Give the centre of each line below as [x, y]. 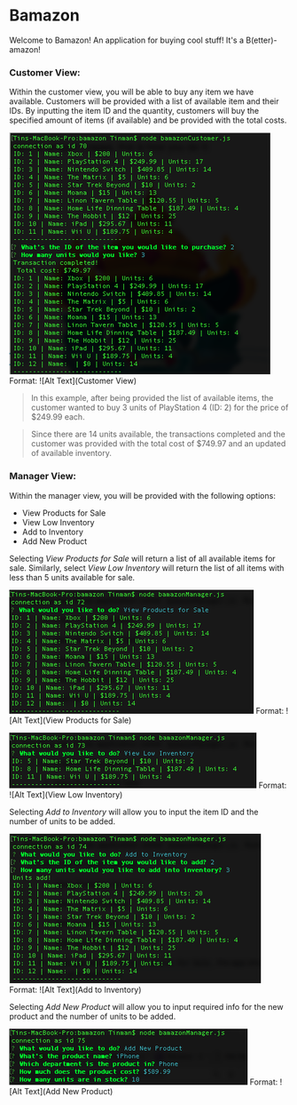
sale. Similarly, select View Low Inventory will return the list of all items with [147, 568]
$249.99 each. [58, 417]
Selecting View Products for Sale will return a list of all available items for [143, 558]
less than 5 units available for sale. [72, 577]
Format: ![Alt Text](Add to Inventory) [75, 989]
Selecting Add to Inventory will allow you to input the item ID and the [134, 812]
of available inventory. [71, 453]
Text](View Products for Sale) [78, 720]
